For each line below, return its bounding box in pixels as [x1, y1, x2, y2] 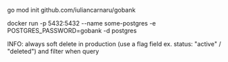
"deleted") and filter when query [7, 48, 99, 55]
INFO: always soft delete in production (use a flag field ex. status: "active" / [7, 40, 221, 48]
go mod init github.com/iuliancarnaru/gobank [7, 6, 136, 14]
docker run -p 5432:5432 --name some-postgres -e [7, 19, 156, 27]
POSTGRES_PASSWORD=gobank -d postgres [7, 27, 137, 34]
